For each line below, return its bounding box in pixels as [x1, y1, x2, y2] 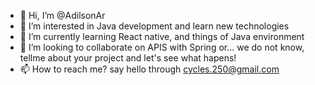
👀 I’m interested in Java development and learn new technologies [19, 20, 290, 32]
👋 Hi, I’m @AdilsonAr [19, 10, 106, 21]
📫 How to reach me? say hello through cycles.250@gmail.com [19, 63, 280, 75]
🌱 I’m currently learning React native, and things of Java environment [19, 31, 305, 42]
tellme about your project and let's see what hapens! [19, 52, 237, 64]
